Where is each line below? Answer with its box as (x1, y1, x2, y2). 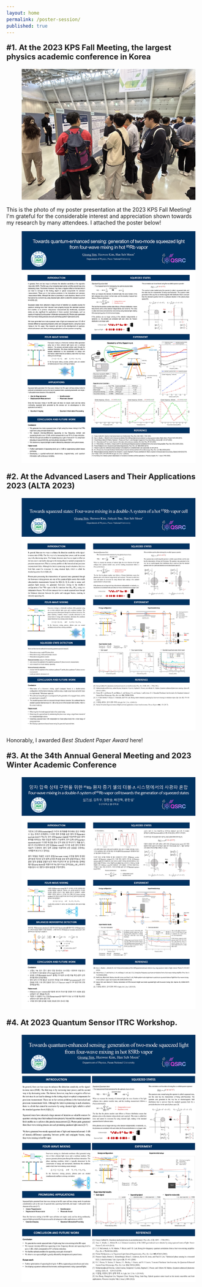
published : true (6, 23, 48, 29)
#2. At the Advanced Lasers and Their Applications (6, 472, 196, 482)
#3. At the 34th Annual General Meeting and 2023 (6, 750, 192, 761)
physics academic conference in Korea (6, 52, 151, 62)
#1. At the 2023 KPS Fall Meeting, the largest (6, 43, 171, 53)
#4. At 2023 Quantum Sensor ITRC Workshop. (6, 1018, 178, 1028)
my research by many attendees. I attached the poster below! (6, 218, 162, 226)
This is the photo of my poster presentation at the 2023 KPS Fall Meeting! (6, 206, 192, 213)
